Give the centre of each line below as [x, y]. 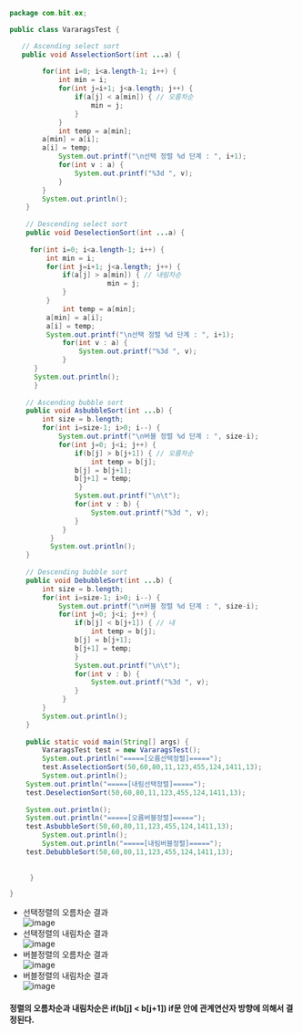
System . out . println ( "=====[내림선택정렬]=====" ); [116, 784]
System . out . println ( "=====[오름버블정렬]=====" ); [116, 818]
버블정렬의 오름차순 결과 [65, 955]
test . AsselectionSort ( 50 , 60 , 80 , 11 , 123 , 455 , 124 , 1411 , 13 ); [152, 767]
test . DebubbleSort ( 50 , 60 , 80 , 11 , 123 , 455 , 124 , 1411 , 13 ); [130, 852]
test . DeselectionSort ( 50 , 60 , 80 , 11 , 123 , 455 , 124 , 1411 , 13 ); [136, 793]
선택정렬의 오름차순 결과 [65, 913]
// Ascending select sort [70, 46]
